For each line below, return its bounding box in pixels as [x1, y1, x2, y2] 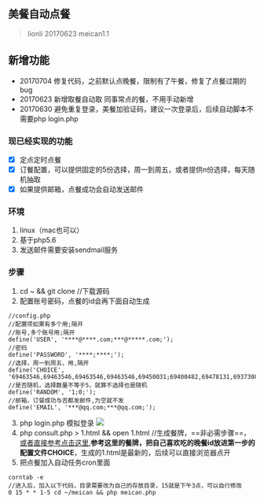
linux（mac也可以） [19, 225, 84, 235]
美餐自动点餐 [8, 7, 71, 21]
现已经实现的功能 [8, 135, 73, 146]
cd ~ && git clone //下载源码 [19, 286, 110, 295]
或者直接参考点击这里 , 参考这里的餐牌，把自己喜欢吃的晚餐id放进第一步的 [19, 438, 255, 447]
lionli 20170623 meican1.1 [27, 28, 110, 38]
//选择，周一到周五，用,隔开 [8, 359, 90, 367]
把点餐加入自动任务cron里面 [19, 458, 111, 467]
